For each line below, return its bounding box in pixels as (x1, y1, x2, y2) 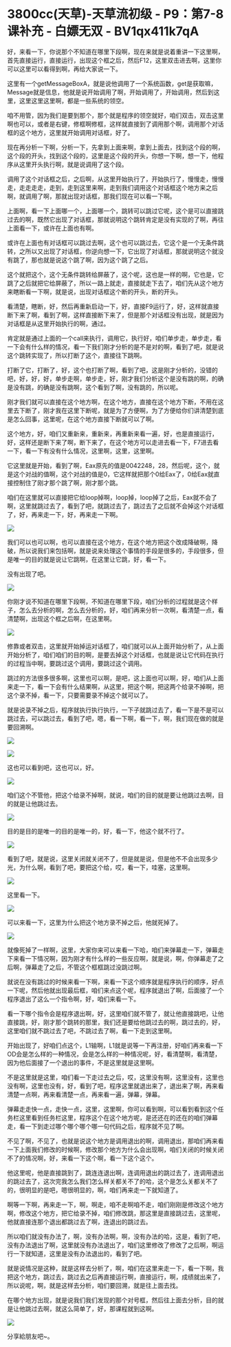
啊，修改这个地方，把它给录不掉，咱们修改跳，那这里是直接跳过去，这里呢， (7, 1209, 224, 1217)
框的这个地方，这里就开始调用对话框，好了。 (7, 128, 134, 136)
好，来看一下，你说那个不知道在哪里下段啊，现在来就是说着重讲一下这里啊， (7, 47, 224, 56)
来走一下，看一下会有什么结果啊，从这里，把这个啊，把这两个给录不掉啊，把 (7, 682, 224, 690)
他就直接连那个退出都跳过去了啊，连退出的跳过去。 (7, 1218, 152, 1226)
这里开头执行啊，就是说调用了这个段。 (19, 160, 128, 169)
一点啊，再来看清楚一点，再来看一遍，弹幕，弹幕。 (19, 1090, 164, 1099)
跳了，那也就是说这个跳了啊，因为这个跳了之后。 (12, 255, 152, 264)
